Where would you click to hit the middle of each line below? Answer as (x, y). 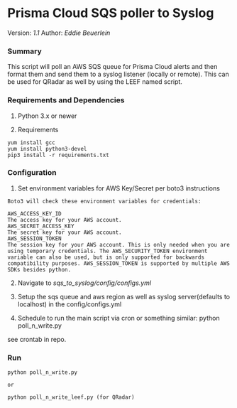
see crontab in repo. (37, 339)
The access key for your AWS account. (65, 220)
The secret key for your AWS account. (65, 232)
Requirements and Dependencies (66, 100)
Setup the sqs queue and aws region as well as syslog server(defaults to (124, 296)
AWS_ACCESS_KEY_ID (34, 214)
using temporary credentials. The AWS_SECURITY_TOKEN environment (108, 251)
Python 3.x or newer (47, 116)
